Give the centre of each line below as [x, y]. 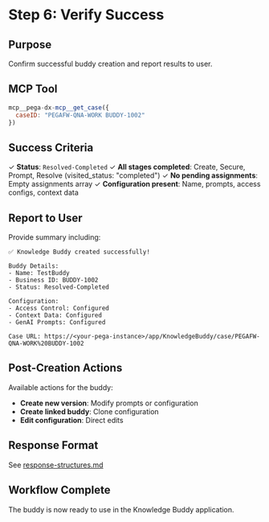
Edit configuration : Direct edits [71, 420]
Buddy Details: [34, 266]
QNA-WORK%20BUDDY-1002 [46, 343]
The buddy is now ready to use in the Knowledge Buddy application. [121, 509]
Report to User [45, 218]
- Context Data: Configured [55, 315]
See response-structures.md [56, 465]
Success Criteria [51, 148]
